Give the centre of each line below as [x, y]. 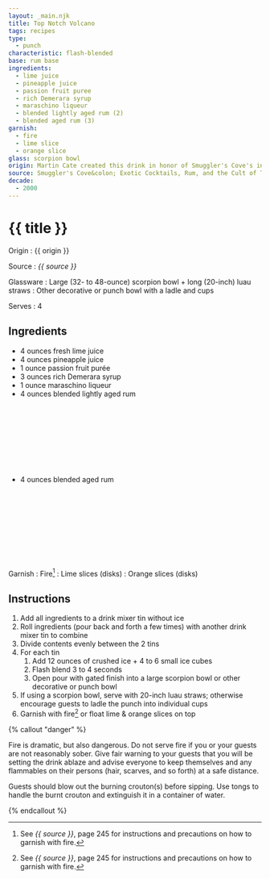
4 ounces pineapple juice [62, 359]
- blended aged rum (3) [55, 121]
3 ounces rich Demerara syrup [71, 377]
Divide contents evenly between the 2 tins [90, 644]
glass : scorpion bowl [45, 158]
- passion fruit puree [53, 91]
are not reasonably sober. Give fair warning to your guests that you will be [131, 753]
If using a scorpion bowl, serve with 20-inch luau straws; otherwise [131, 695]
